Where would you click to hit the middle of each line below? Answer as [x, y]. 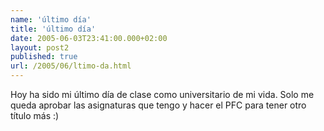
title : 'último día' [53, 29]
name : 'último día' [51, 19]
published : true [44, 57]
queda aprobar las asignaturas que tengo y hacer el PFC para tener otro [158, 105]
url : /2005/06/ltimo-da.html [71, 66]
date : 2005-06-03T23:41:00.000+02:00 [89, 38]
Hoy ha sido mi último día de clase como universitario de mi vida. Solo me [162, 94]
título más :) [35, 115]
